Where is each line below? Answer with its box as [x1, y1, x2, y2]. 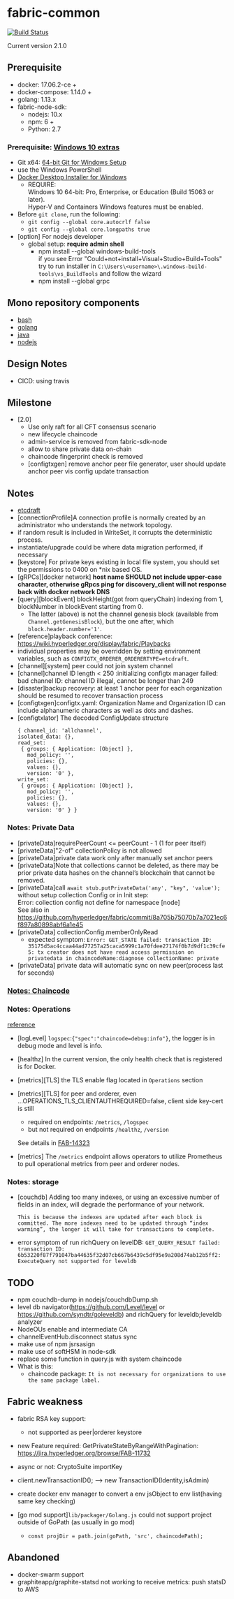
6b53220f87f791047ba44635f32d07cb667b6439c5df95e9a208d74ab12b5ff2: [17, 1252, 221, 1259]
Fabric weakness [7, 1396, 83, 1408]
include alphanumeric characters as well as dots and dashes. [17, 707, 193, 715]
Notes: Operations [7, 1004, 71, 1014]
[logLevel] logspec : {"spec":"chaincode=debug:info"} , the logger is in [17, 1033, 215, 1042]
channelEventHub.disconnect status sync [17, 1332, 138, 1341]
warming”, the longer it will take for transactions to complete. [17, 1226, 215, 1233]
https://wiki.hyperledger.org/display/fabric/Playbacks [17, 640, 171, 648]
